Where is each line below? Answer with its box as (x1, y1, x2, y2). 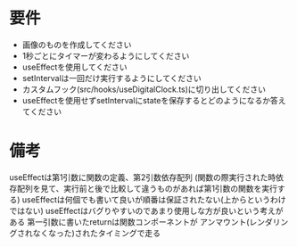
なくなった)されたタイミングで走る (32, 227, 161, 238)
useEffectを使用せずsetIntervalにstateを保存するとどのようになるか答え (21, 95, 287, 105)
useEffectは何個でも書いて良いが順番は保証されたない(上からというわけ (21, 193, 287, 205)
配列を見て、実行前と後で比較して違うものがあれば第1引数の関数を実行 (16, 183, 278, 193)
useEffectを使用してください (21, 62, 128, 72)
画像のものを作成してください (21, 39, 132, 50)
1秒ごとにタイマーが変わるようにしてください (21, 50, 190, 61)
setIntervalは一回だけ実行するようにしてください (21, 72, 202, 83)
